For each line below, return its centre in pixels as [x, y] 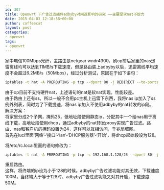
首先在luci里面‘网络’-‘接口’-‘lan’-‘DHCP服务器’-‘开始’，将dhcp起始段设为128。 [82, 135]
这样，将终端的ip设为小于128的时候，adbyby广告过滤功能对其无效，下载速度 [82, 171]
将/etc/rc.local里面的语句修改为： [39, 145]
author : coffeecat [24, 23]
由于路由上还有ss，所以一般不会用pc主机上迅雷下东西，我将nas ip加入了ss [80, 98]
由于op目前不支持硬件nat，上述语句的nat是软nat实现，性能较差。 [71, 92]
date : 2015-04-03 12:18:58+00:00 [39, 19]
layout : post [18, 28]
